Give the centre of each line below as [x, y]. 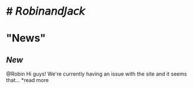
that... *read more [27, 80]
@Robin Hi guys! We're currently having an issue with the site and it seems [97, 74]
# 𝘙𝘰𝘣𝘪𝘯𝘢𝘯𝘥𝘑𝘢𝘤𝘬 [45, 11]
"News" [26, 38]
